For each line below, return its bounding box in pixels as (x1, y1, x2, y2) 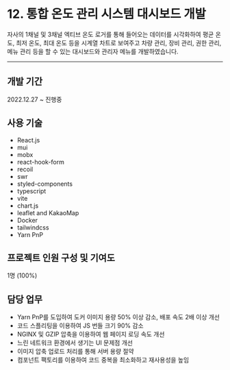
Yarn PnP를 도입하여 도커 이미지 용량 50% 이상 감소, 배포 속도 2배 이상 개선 (16, 313, 220, 321)
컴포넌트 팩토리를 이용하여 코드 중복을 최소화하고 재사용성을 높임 (16, 356, 190, 364)
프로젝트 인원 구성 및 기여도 (7, 251, 115, 264)
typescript (16, 186, 47, 195)
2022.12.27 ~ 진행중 (7, 95, 62, 103)
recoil (16, 165, 34, 173)
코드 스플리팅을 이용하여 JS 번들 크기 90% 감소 (16, 321, 144, 330)
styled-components (16, 180, 73, 188)
